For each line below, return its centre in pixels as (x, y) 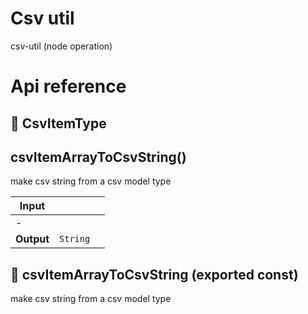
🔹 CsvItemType (58, 123)
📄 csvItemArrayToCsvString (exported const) (154, 274)
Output (32, 239)
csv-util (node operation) (61, 46)
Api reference (68, 86)
